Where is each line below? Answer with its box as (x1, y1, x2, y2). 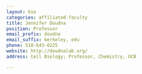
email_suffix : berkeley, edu (6, 37, 80, 43)
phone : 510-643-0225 (6, 43, 59, 49)
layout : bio (6, 8, 36, 15)
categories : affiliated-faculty (6, 14, 88, 20)
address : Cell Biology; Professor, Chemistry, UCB (6, 54, 137, 60)
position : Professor (6, 25, 59, 32)
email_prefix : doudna (6, 31, 61, 37)
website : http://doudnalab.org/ (6, 48, 88, 54)
